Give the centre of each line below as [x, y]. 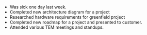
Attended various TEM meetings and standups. [57, 27]
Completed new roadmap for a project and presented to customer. [76, 22]
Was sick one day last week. [38, 7]
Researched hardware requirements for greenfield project [67, 17]
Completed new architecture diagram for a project [60, 12]
